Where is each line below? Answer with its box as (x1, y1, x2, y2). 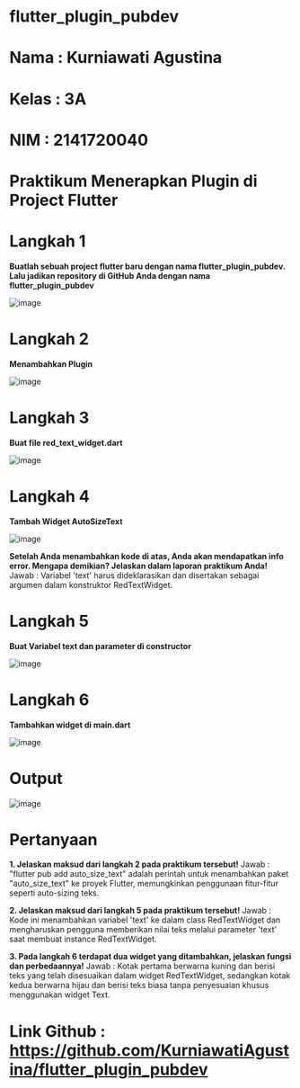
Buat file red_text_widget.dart (9, 437, 123, 448)
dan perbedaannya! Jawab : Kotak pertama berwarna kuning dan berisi (9, 960, 276, 972)
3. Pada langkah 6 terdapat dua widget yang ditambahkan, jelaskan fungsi (9, 951, 292, 962)
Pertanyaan (9, 829, 98, 850)
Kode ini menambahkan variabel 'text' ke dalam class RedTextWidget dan (9, 914, 281, 925)
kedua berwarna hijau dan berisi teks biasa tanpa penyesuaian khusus (9, 980, 269, 991)
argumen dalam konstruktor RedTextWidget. (9, 579, 173, 590)
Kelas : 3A (9, 88, 87, 109)
